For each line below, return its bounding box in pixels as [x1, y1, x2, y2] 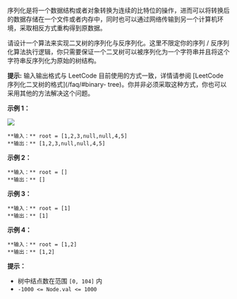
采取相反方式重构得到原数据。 [19, 24, 107, 32]
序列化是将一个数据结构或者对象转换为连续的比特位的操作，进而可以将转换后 [7, 6, 230, 14]
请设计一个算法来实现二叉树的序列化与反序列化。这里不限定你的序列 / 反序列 [7, 39, 229, 47]
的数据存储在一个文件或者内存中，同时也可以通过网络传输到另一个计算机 [7, 15, 217, 23]
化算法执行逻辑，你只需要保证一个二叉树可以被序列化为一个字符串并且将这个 [7, 48, 230, 56]
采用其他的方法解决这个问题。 [7, 89, 94, 97]
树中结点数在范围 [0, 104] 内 [17, 277, 102, 285]
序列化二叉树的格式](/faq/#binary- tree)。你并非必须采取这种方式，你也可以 [7, 80, 227, 88]
